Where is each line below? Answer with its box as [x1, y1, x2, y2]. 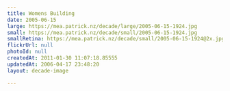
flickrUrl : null [7, 42, 53, 49]
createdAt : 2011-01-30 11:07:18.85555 [7, 55, 118, 62]
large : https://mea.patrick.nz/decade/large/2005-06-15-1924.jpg [7, 23, 197, 29]
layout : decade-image [7, 67, 69, 74]
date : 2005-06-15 [7, 16, 57, 23]
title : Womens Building [7, 10, 75, 17]
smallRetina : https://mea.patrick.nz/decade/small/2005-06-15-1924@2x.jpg [7, 36, 225, 42]
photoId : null [7, 49, 48, 55]
